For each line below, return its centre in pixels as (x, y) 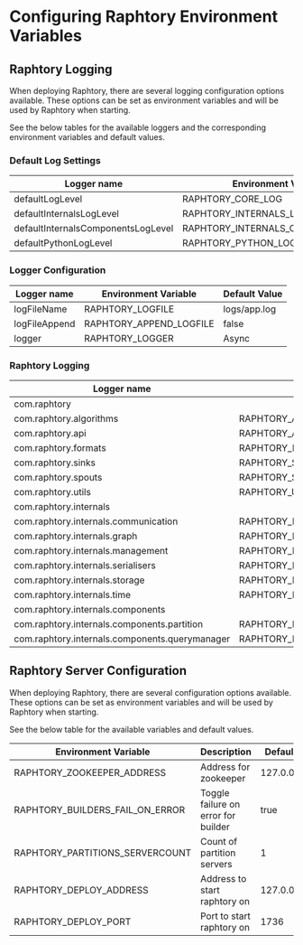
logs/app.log (250, 309)
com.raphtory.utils (53, 491)
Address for (225, 767)
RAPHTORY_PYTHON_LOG (239, 243)
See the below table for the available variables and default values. (132, 729)
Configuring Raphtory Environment (143, 17)
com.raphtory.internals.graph (76, 536)
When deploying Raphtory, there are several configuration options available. (151, 692)
